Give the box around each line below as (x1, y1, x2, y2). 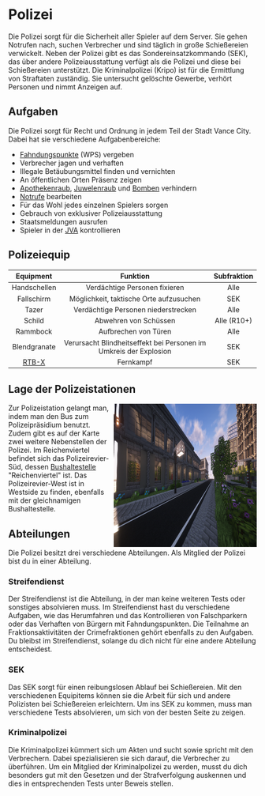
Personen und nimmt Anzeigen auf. (8, 81, 123, 92)
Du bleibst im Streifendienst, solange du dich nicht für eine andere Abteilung (8, 636, 256, 646)
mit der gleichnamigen (8, 496, 81, 505)
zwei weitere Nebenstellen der (8, 437, 107, 447)
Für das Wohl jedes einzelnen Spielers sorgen (19, 200, 169, 209)
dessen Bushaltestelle (24, 462, 96, 472)
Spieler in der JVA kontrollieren (19, 225, 121, 235)
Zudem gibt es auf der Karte (8, 428, 100, 438)
